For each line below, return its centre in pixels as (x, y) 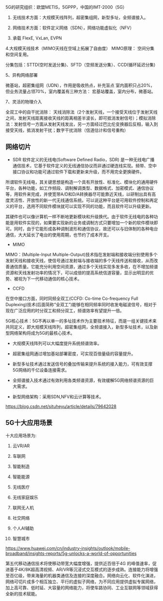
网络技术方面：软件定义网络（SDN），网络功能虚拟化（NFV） (73, 28)
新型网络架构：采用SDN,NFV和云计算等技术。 (58, 396)
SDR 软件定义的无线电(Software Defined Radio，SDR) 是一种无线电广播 (83, 160)
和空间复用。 (18, 54)
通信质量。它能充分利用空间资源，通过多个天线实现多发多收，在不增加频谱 (84, 266)
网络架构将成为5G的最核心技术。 (42, 333)
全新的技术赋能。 (22, 594)
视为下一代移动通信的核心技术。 (50, 278)
